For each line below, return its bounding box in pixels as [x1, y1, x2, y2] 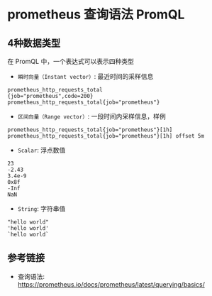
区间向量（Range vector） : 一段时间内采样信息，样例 [17, 112, 167, 121]
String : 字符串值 [17, 204, 66, 213]
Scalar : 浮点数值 [17, 146, 66, 154]
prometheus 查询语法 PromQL [7, 6, 185, 23]
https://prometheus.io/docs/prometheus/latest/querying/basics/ [17, 280, 206, 288]
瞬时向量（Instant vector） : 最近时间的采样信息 [17, 72, 154, 80]
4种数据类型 [7, 37, 61, 49]
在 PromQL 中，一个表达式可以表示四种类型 [7, 57, 135, 65]
